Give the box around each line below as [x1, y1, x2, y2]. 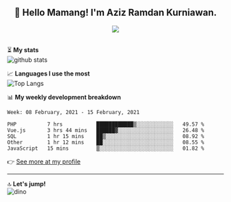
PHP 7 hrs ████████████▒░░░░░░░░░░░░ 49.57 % [7, 121, 205, 128]
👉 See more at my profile [7, 157, 81, 166]
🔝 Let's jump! [7, 179, 46, 188]
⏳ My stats [7, 45, 39, 54]
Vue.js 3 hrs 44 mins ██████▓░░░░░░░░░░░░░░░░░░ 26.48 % [7, 126, 205, 134]
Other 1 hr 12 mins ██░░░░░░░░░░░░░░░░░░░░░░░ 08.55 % [7, 139, 205, 146]
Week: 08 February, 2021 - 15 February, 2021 [7, 109, 140, 115]
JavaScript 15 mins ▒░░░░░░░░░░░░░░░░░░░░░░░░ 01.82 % [7, 145, 205, 152]
